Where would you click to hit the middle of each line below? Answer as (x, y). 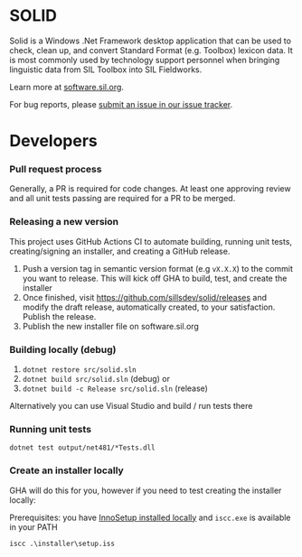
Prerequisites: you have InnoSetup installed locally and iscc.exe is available (150, 517)
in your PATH (33, 527)
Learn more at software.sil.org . (67, 87)
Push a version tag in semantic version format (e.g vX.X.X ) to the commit (158, 268)
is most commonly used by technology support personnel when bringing (145, 60)
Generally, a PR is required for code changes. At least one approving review (150, 189)
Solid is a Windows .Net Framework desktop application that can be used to (151, 41)
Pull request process (56, 170)
